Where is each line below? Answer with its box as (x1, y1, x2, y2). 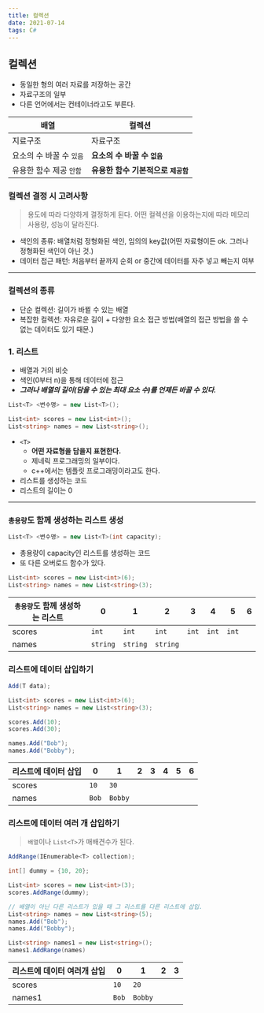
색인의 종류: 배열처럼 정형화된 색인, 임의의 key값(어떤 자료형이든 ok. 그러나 (19, 236, 249, 246)
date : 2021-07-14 (8, 19, 65, 27)
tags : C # (8, 26, 37, 34)
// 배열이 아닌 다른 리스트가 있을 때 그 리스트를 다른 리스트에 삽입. (8, 903, 203, 911)
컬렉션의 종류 (8, 285, 55, 296)
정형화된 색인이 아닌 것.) (19, 246, 94, 256)
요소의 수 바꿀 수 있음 (12, 151, 84, 162)
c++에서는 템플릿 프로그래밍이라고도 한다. (31, 466, 160, 475)
